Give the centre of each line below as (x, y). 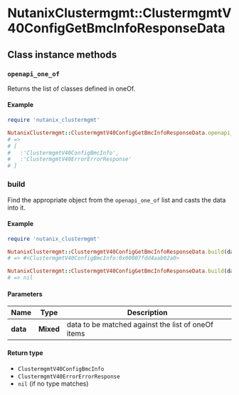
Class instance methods (62, 55)
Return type (26, 353)
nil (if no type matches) (53, 384)
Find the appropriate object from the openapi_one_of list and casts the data (117, 200)
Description (147, 313)
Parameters (25, 294)
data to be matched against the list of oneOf (140, 324)
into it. (17, 207)
